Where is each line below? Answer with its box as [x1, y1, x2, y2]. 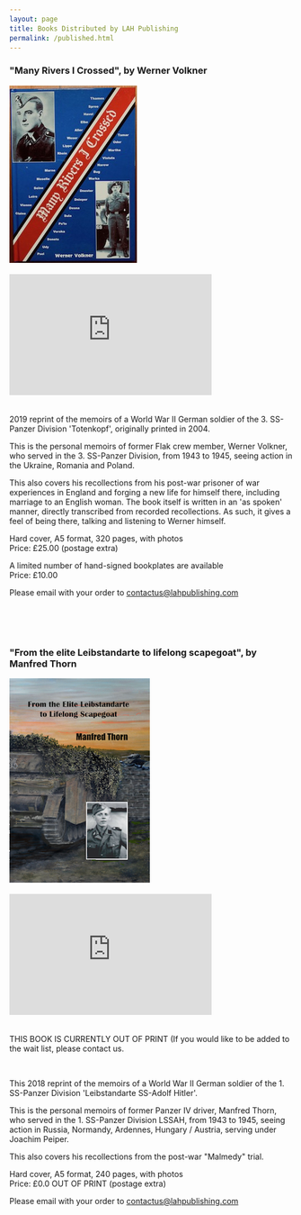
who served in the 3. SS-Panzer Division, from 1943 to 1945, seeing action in [9, 450, 293, 461]
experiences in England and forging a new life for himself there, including [9, 486, 280, 497]
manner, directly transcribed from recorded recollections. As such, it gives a [9, 505, 291, 517]
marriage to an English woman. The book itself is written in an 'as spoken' [9, 496, 283, 507]
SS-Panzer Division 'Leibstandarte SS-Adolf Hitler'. [9, 1087, 198, 1098]
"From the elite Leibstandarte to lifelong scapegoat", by [9, 646, 258, 658]
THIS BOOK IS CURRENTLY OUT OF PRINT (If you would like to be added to [9, 1033, 290, 1044]
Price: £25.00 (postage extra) [9, 542, 119, 553]
